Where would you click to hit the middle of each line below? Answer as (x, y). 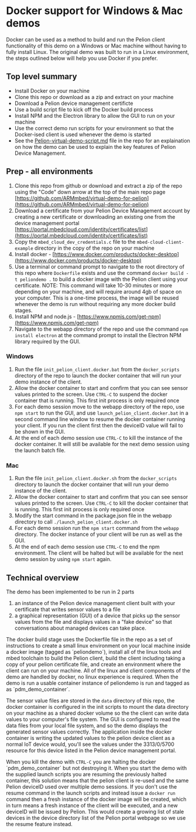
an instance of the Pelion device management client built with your (95, 603)
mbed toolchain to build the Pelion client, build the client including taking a (96, 658)
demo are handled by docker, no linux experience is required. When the (92, 677)
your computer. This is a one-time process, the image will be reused (97, 298)
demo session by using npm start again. (63, 559)
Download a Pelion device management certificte (74, 103)
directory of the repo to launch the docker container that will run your (98, 375)
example (24, 248)
